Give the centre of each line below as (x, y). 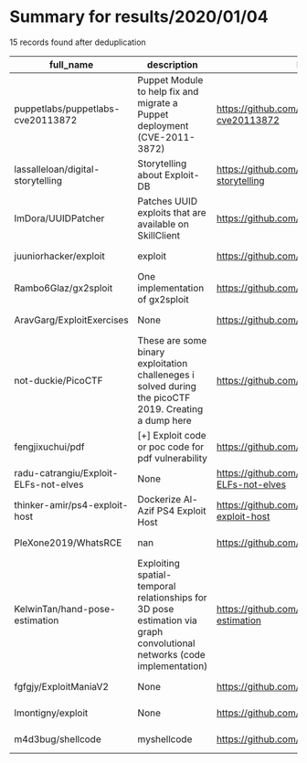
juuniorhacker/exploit (59, 256)
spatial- (154, 575)
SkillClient (159, 235)
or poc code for (171, 447)
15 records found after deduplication (78, 42)
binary (151, 352)
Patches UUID (168, 201)
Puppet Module (170, 79)
